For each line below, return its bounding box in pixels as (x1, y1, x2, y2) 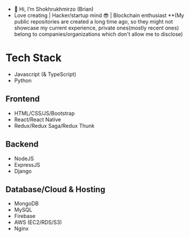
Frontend (5, 94, 40, 104)
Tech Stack (5, 51, 62, 65)
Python (14, 77, 32, 84)
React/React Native (14, 115, 61, 123)
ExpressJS (14, 161, 41, 168)
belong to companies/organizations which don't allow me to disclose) (14, 31, 184, 38)
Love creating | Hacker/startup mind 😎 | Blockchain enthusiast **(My (14, 12, 184, 19)
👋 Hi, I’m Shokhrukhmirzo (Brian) (14, 6, 94, 12)
